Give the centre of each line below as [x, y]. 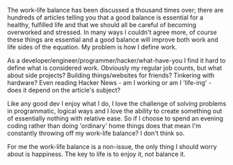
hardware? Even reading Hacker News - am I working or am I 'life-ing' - [110, 82]
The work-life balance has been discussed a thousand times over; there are [115, 10]
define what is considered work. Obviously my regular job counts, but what [115, 68]
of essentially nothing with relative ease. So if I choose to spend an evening [115, 118]
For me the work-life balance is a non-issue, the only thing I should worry [112, 147]
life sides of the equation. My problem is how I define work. [92, 47]
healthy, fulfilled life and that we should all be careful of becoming [102, 25]
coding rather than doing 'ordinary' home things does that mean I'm [104, 126]
